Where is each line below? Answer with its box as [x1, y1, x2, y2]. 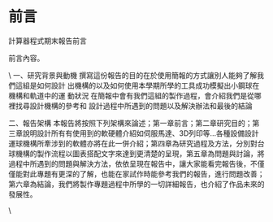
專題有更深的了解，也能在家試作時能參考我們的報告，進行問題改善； [36, 168, 265, 179]
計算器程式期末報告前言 [8, 36, 87, 46]
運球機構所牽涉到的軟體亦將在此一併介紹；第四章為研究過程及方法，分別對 [8, 138, 258, 148]
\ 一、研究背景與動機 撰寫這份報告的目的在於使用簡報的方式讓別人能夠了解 [8, 70, 258, 80]
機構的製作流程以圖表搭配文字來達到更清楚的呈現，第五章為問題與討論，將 [15, 148, 265, 159]
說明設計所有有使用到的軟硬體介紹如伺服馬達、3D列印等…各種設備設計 [22, 128, 259, 138]
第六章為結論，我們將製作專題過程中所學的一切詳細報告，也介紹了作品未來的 [8, 179, 265, 189]
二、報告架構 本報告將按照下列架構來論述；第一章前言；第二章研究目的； [8, 118, 253, 128]
